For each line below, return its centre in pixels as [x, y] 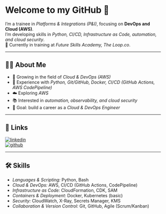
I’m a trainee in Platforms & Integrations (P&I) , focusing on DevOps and [78, 24]
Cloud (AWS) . [19, 29]
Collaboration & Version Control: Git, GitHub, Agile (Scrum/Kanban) [81, 206]
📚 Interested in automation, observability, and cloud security [75, 100]
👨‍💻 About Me [26, 65]
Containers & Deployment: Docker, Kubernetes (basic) [67, 196]
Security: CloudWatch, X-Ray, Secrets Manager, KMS [66, 201]
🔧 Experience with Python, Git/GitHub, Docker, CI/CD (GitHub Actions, [83, 82]
